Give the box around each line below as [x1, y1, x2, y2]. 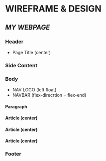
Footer [5, 150, 21, 157]
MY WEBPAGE [5, 23, 50, 32]
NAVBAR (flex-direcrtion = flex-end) [12, 92, 87, 98]
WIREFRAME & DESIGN [5, 3, 102, 15]
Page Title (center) [12, 49, 51, 55]
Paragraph [5, 103, 27, 109]
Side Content [5, 62, 38, 69]
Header [5, 38, 24, 45]
